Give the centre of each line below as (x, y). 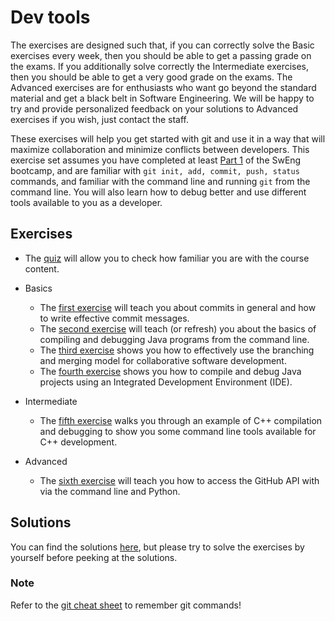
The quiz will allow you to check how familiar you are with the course (167, 258)
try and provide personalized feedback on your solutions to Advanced (154, 108)
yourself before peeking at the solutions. (94, 557)
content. (42, 268)
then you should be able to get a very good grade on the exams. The (151, 77)
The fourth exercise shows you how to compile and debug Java (170, 371)
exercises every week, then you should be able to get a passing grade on (161, 55)
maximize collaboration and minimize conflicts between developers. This (160, 149)
